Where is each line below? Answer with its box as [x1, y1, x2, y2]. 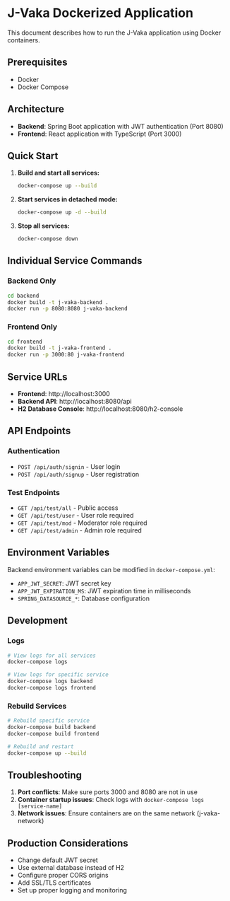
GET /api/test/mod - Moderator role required [17, 518, 147, 528]
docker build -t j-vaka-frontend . [7, 344, 112, 351]
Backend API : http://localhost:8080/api [17, 397, 132, 406]
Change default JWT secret [17, 856, 99, 864]
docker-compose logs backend [7, 678, 93, 685]
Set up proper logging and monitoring [17, 886, 127, 895]
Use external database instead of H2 [17, 864, 125, 872]
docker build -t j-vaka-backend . [7, 298, 109, 306]
